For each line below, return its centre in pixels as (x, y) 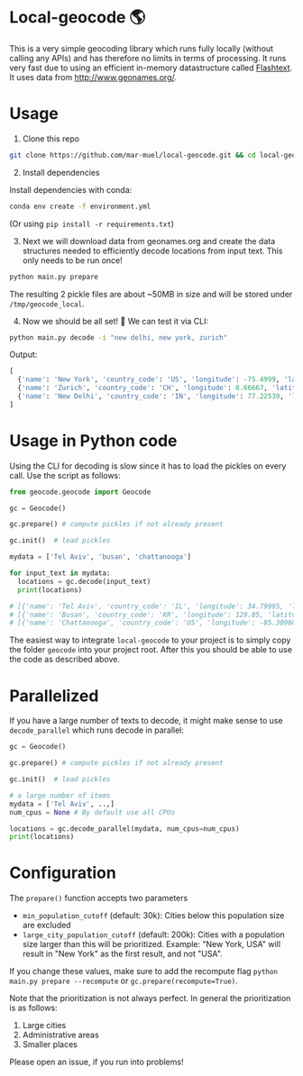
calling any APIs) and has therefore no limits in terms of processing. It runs (148, 58)
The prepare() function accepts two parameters (99, 898)
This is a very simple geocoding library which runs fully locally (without (141, 48)
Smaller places (50, 1044)
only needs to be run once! (73, 260)
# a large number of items (60, 795)
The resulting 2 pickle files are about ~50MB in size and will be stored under (151, 294)
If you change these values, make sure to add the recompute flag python (143, 971)
